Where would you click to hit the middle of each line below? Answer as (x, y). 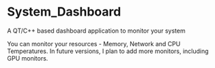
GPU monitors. (28, 58)
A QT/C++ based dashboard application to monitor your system (96, 31)
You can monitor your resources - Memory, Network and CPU (94, 44)
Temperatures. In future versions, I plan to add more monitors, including (108, 51)
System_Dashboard (64, 12)
